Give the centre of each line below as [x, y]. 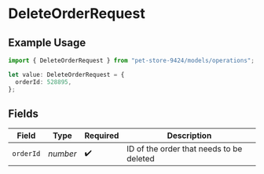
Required [102, 136]
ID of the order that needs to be [185, 149]
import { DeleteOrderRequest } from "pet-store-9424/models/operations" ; [132, 60]
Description [189, 136]
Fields [24, 113]
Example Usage [47, 43]
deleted [141, 159]
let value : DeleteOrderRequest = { [66, 74]
